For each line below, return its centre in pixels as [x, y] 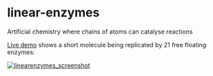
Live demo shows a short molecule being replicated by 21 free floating [107, 45]
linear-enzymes [53, 13]
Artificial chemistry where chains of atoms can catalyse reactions [100, 31]
